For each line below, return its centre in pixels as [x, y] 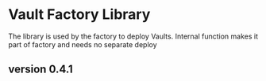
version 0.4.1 [40, 70]
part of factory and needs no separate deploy [83, 44]
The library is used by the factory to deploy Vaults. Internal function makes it [133, 36]
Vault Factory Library [79, 15]
